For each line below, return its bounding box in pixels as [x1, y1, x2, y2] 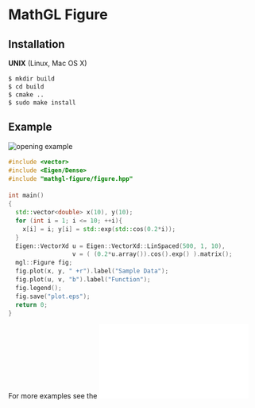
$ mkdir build [8, 75, 56, 83]
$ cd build [8, 83, 44, 91]
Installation [8, 37, 65, 51]
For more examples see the [8, 391, 98, 401]
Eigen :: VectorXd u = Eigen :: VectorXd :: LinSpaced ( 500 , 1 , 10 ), [15, 241, 226, 250]
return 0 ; [15, 300, 48, 308]
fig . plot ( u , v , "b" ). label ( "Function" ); [15, 276, 151, 284]
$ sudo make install [8, 99, 77, 107]
